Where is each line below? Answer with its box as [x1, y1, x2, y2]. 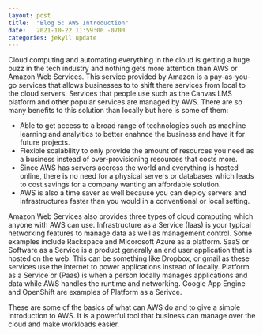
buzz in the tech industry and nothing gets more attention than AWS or [8, 64, 239, 73]
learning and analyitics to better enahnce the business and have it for [19, 130, 246, 139]
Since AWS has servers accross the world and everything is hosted [19, 163, 239, 172]
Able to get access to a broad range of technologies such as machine [19, 121, 246, 130]
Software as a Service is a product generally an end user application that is [8, 246, 253, 255]
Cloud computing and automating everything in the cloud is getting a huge [8, 55, 250, 65]
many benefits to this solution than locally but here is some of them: [8, 106, 229, 115]
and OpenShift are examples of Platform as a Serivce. [8, 288, 182, 297]
